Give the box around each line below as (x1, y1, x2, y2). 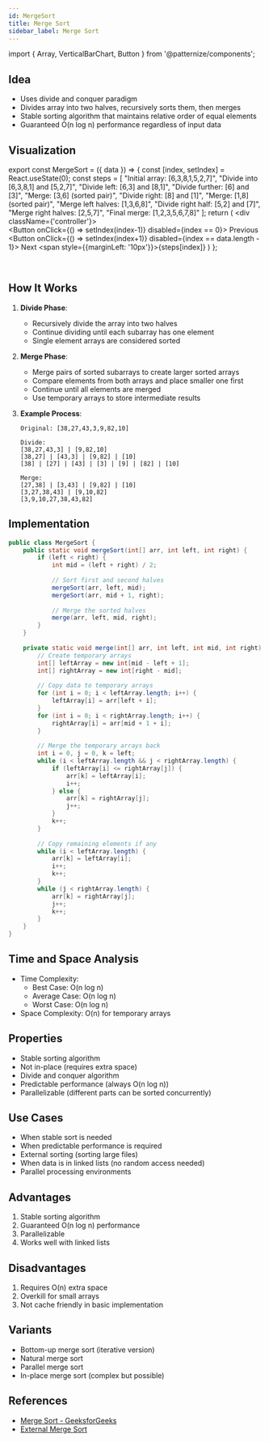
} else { (51, 787, 82, 795)
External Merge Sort (19, 1424, 87, 1434)
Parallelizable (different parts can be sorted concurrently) (19, 1087, 212, 1097)
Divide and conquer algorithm (19, 1070, 120, 1080)
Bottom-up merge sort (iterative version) (19, 1345, 155, 1355)
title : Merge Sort (8, 19, 70, 28)
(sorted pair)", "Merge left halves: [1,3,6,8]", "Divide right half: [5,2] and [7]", (8, 199, 261, 209)
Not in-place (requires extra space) (19, 1061, 137, 1071)
